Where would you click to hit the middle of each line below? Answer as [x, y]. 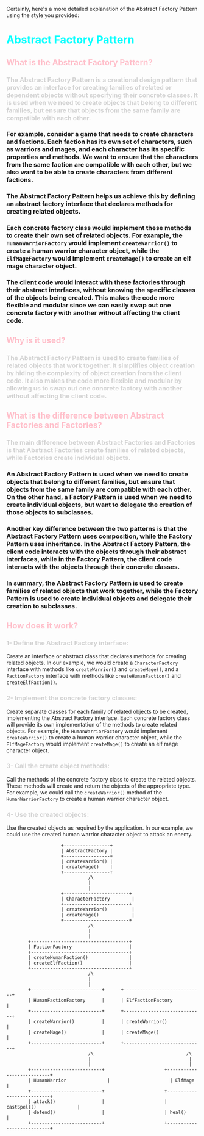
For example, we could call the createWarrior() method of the [84, 792]
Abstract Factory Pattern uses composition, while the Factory [99, 536]
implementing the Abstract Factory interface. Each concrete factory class [98, 718]
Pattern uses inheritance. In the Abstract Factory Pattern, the [98, 544]
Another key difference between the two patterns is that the [97, 528]
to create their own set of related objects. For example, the [94, 235]
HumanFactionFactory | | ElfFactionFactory [103, 1001]
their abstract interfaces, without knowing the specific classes [101, 290]
